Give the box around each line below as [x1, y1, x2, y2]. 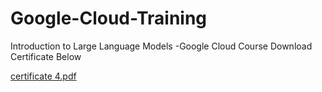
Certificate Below [10, 50, 82, 62]
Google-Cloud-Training [10, 7, 208, 30]
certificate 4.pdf [10, 70, 77, 82]
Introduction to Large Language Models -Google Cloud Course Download [10, 40, 313, 52]
